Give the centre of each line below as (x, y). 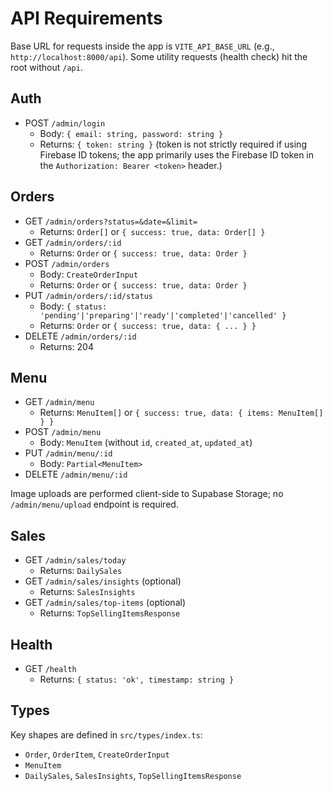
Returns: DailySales (81, 571)
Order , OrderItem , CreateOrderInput (97, 754)
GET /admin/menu (59, 402)
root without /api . (46, 67)
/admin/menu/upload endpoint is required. (94, 504)
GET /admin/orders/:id (73, 242)
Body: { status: (73, 306)
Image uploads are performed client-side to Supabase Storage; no (147, 494)
